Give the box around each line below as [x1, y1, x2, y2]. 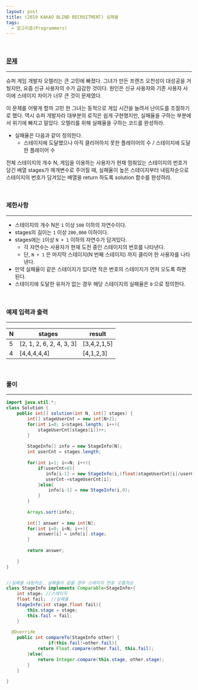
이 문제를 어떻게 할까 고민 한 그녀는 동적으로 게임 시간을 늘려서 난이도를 [6, 104, 170, 111]
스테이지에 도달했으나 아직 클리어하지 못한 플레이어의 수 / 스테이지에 [23, 139, 180, 146]
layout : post [6, 8, 38, 15]
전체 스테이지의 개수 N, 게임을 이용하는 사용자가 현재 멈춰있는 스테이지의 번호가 [6, 159, 187, 166]
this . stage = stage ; [27, 607, 78, 613]
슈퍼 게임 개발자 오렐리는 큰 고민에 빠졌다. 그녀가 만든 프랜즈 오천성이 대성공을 [6, 77, 186, 84]
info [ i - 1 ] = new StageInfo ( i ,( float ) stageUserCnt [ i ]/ [45, 471, 181, 477]
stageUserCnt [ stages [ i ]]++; [37, 427, 107, 433]
